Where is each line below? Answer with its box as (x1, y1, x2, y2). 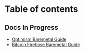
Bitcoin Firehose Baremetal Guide (11, 42, 80, 48)
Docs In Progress (4, 23, 58, 32)
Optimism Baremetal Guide (11, 36, 67, 42)
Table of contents (4, 3, 79, 15)
